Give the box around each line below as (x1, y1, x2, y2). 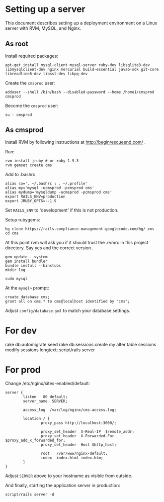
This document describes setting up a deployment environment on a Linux (5, 20, 158, 26)
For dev (5, 325, 37, 336)
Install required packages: (5, 53, 59, 59)
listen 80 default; (23, 395, 68, 400)
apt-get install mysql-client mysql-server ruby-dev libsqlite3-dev (5, 62, 150, 68)
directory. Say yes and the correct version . (5, 245, 93, 251)
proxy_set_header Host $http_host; (40, 442, 117, 447)
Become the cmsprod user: (5, 102, 59, 108)
